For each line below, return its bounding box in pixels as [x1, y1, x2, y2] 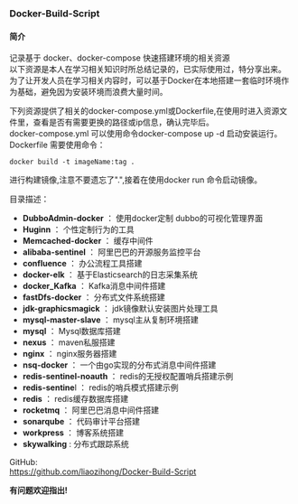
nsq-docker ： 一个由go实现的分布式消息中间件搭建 [22, 359, 217, 370]
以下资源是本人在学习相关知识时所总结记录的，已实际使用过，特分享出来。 [9, 64, 286, 75]
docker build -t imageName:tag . [9, 157, 135, 167]
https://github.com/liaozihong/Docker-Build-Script [9, 466, 197, 477]
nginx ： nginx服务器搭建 [22, 349, 117, 359]
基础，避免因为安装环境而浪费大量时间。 [16, 87, 168, 98]
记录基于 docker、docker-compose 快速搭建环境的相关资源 [9, 52, 230, 63]
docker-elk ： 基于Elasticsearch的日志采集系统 [22, 269, 199, 280]
